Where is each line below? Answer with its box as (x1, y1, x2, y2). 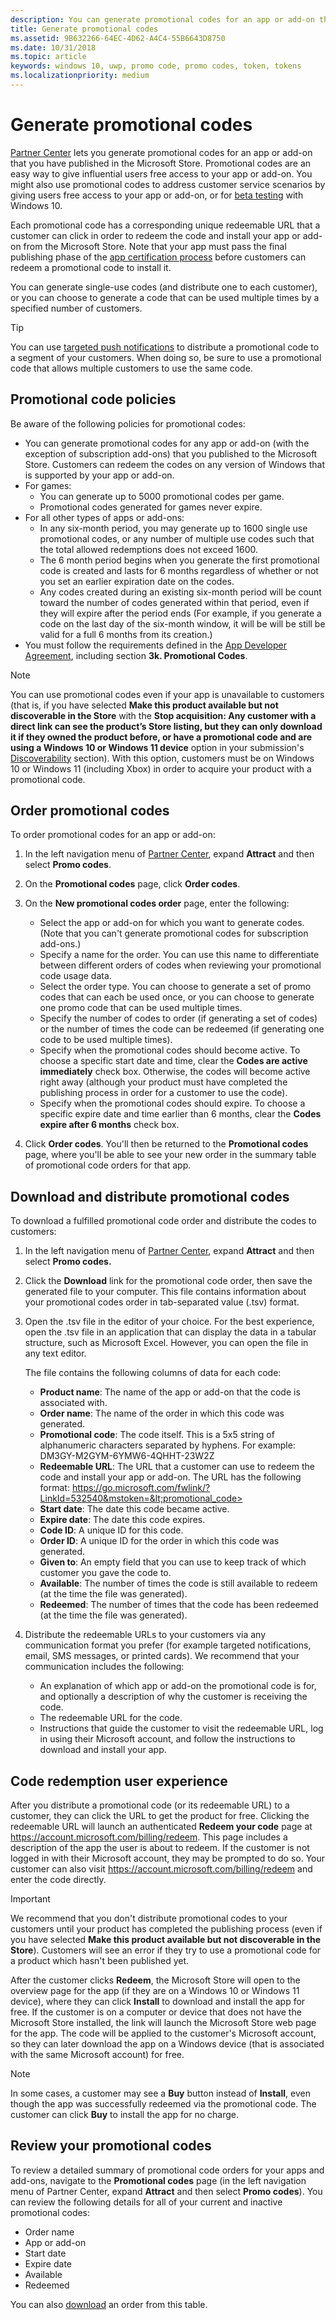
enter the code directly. (10, 1874, 107, 1886)
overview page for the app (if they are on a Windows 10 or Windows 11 (10, 1985, 300, 1997)
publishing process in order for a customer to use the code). (39, 1087, 288, 1099)
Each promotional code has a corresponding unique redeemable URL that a (10, 219, 321, 231)
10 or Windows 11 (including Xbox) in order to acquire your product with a (10, 762, 312, 775)
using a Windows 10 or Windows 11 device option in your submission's (10, 741, 305, 753)
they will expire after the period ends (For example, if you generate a (39, 607, 322, 619)
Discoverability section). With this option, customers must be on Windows (10, 752, 315, 764)
